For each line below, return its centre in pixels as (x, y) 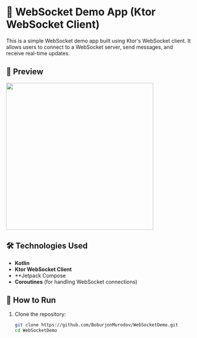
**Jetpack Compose (40, 275)
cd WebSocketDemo (36, 331)
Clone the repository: (40, 314)
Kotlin (22, 263)
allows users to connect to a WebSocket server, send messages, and (90, 47)
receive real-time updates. (38, 53)
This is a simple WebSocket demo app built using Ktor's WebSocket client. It (98, 41)
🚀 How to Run (31, 300)
